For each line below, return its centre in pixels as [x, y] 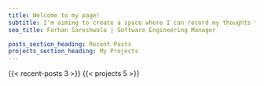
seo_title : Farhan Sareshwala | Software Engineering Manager [112, 30]
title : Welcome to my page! [54, 15]
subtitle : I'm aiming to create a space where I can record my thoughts [130, 23]
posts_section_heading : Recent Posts [70, 44]
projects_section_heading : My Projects [73, 52]
